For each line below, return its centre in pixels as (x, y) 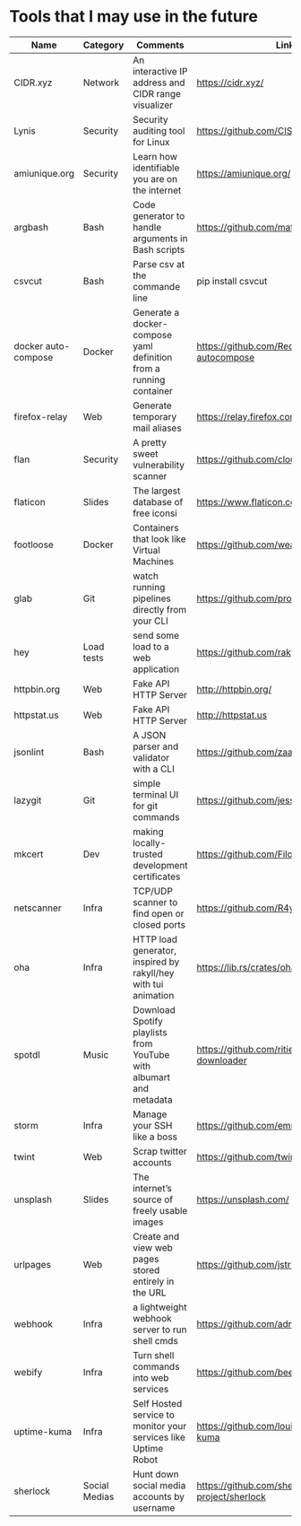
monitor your (160, 1426)
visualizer (153, 105)
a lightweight (160, 1307)
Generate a (156, 312)
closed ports (159, 924)
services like (159, 1437)
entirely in (154, 1281)
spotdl (27, 1054)
